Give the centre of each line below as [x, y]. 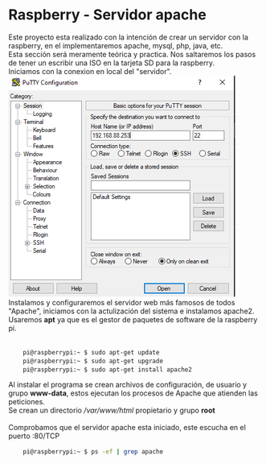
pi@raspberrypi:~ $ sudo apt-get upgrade [93, 361]
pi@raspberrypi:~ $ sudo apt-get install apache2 [108, 369]
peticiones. [27, 402]
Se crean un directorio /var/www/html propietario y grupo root [112, 410]
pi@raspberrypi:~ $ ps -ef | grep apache [93, 452]
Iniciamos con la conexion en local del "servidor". [90, 71]
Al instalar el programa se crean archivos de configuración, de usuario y [128, 385]
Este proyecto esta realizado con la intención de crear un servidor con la [129, 37]
